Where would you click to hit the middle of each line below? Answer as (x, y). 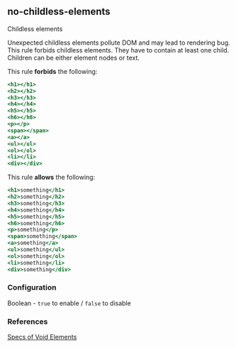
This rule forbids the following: (52, 71)
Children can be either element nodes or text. (74, 58)
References (28, 321)
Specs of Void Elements (42, 337)
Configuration (32, 288)
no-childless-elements (59, 12)
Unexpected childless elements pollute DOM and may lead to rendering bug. (119, 43)
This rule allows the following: (51, 178)
